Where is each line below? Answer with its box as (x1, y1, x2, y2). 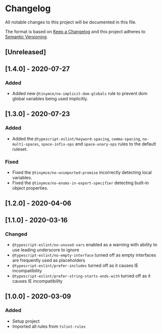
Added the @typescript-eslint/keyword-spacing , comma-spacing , (12, 136, 141, 142)
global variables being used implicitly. (12, 96, 88, 102)
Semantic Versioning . (5, 34, 48, 40)
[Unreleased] (5, 48, 46, 56)
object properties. (12, 185, 48, 191)
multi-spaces (12, 142, 39, 147)
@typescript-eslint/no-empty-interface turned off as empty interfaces (12, 252, 157, 258)
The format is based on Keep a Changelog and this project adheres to (5, 28, 146, 34)
